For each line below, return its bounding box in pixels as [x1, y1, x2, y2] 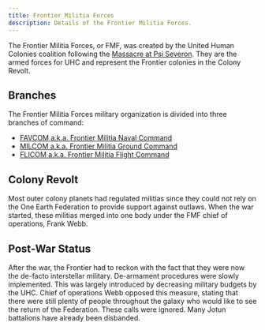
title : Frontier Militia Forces [8, 11, 114, 20]
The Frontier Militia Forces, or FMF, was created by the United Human [8, 40, 235, 50]
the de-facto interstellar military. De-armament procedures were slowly [8, 271, 239, 280]
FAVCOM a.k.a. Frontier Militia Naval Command [19, 133, 173, 143]
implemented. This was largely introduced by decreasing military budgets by [8, 279, 257, 289]
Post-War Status [8, 242, 91, 255]
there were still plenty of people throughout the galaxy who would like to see [8, 296, 257, 306]
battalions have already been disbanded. [8, 313, 140, 322]
